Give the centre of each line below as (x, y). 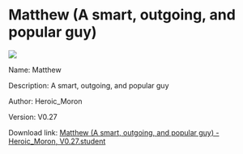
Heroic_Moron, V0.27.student (57, 141)
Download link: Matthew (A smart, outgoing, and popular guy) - (114, 132)
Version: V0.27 (33, 117)
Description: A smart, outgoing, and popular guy (89, 85)
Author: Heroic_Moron (45, 101)
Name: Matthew (35, 70)
